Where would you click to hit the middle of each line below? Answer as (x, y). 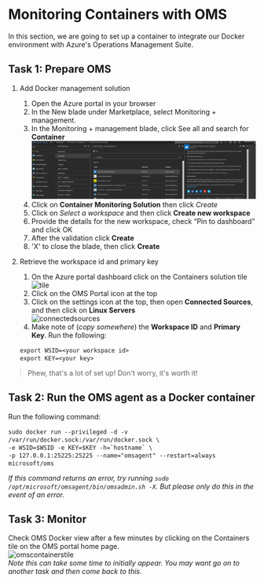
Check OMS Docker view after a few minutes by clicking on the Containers (129, 538)
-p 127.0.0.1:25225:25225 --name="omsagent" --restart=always (112, 456)
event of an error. (37, 494)
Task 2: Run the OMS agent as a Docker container (132, 398)
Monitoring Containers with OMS (118, 15)
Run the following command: (54, 416)
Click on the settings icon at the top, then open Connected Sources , (142, 302)
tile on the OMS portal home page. (64, 547)
